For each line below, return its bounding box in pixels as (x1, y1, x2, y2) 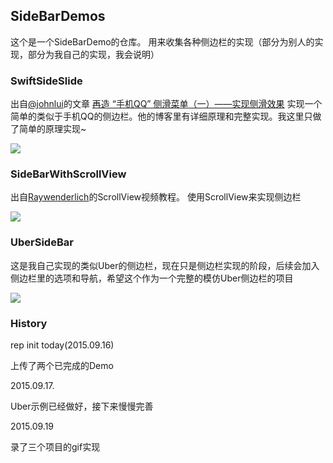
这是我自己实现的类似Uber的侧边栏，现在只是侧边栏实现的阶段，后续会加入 (10, 259, 320, 271)
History (10, 316, 48, 330)
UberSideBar (10, 235, 74, 249)
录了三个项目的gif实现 (10, 441, 101, 453)
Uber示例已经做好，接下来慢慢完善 (10, 400, 154, 412)
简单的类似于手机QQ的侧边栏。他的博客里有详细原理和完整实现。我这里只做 (10, 110, 322, 123)
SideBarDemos (10, 8, 106, 25)
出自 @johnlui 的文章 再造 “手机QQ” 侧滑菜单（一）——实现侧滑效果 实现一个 (10, 98, 323, 110)
